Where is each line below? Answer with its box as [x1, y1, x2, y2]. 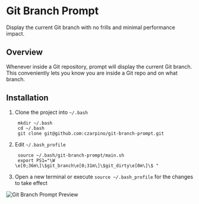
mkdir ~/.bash [17, 120, 53, 126]
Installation [6, 93, 49, 103]
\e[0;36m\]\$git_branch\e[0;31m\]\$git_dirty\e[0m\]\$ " [14, 162, 159, 168]
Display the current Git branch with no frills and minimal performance [6, 24, 175, 31]
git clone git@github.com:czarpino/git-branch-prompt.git [17, 130, 165, 136]
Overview [6, 47, 43, 58]
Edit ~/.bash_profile [14, 141, 67, 148]
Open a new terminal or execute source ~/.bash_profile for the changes [14, 173, 194, 180]
